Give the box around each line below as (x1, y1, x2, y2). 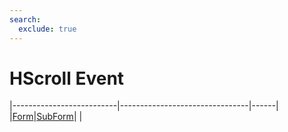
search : (9, 14, 42, 25)
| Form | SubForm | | (9, 111, 83, 123)
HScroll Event (9, 67, 125, 90)
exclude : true (18, 24, 77, 34)
